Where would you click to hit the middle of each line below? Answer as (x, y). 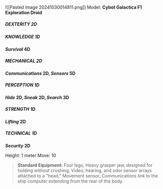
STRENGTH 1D (20, 109)
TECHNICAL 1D (21, 133)
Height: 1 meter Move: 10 (31, 155)
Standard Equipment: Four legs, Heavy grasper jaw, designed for (85, 165)
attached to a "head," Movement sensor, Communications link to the (88, 176)
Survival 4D (18, 49)
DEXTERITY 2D (21, 24)
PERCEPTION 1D (22, 85)
